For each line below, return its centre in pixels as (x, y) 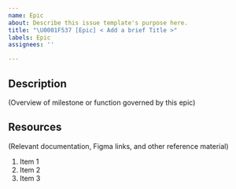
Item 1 (29, 161)
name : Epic (26, 15)
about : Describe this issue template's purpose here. (98, 23)
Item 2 (30, 169)
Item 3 (30, 178)
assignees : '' (31, 45)
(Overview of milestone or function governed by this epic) (102, 102)
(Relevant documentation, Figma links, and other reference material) (119, 146)
